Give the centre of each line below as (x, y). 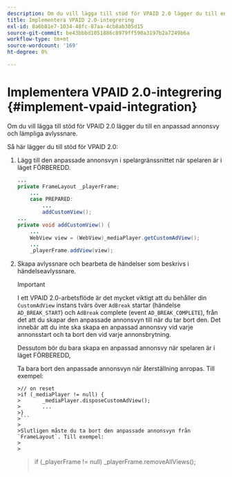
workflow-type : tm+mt (38, 39)
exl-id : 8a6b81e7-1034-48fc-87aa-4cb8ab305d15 (75, 26)
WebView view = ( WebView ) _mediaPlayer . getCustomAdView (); (115, 238)
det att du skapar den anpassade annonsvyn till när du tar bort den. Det (119, 320)
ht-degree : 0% (28, 52)
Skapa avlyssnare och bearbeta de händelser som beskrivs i (103, 264)
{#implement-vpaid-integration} (103, 107)
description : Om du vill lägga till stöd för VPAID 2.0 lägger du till (112, 13)
